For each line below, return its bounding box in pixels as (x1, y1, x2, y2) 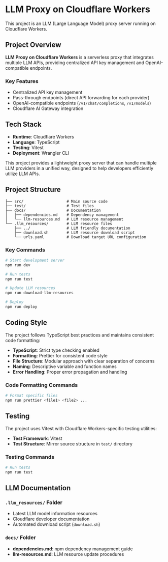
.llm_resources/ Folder (5, 499, 62, 506)
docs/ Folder (5, 534, 37, 541)
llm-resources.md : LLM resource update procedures (12, 551, 124, 557)
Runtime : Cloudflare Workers (12, 133, 75, 139)
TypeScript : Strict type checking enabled (12, 347, 100, 353)
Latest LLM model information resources (12, 511, 98, 517)
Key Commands (5, 246, 46, 253)
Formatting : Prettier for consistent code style (12, 352, 108, 358)
